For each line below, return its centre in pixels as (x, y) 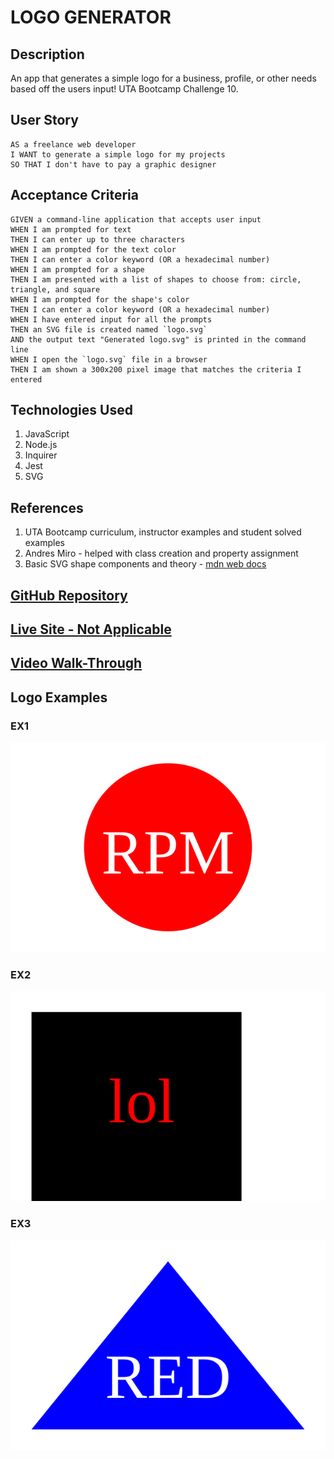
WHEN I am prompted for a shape (77, 269)
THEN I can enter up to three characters (98, 239)
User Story (44, 120)
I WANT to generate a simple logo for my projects (118, 154)
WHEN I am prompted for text (71, 229)
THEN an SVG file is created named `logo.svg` (109, 329)
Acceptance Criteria (74, 195)
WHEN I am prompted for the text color (93, 249)
